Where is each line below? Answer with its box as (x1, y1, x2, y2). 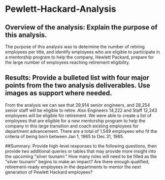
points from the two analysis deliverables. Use (5, 81, 151, 90)
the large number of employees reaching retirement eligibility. (5, 60, 131, 65)
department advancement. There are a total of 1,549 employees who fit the (5, 128, 158, 134)
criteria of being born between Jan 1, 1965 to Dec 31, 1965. (5, 133, 124, 139)
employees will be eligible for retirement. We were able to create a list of (5, 112, 152, 119)
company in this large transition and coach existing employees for (5, 123, 139, 129)
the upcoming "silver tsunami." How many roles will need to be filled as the (5, 153, 157, 159)
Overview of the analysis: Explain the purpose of (5, 23, 158, 31)
